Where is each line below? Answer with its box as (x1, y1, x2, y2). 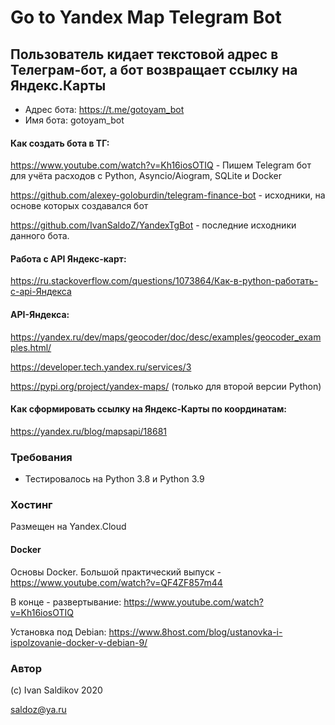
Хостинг (10, 498, 53, 512)
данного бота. (10, 230, 70, 242)
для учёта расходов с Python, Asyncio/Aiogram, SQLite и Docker (10, 170, 283, 182)
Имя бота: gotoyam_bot (24, 114, 125, 126)
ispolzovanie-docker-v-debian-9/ (10, 636, 148, 648)
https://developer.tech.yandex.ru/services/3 (10, 361, 192, 373)
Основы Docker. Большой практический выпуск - (10, 566, 222, 578)
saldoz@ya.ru (10, 703, 67, 715)
